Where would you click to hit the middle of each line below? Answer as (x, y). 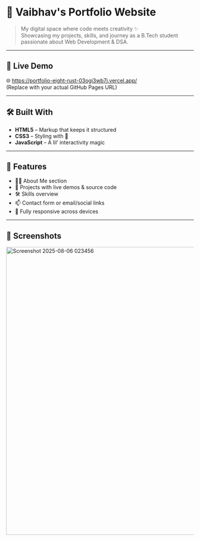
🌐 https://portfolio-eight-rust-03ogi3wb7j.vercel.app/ (72, 81)
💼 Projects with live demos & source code (66, 187)
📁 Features (26, 166)
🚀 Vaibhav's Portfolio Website (81, 12)
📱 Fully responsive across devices (57, 212)
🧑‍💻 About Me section (41, 181)
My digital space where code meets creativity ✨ (79, 29)
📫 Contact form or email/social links (60, 203)
